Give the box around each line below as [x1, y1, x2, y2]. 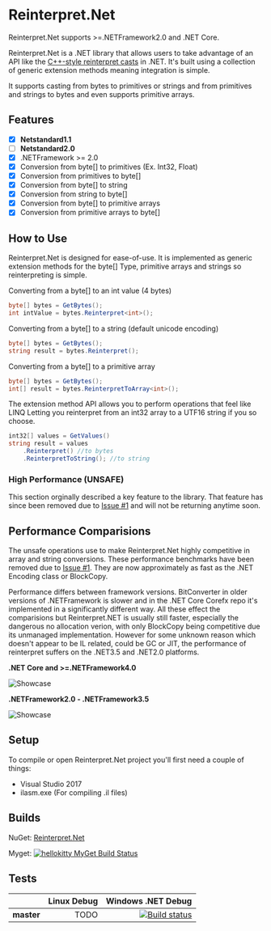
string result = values [8, 439, 89, 448]
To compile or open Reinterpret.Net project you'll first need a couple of [8, 755, 244, 764]
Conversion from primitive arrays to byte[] [19, 208, 160, 218]
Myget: [8, 848, 32, 858]
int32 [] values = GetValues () [8, 432, 111, 440]
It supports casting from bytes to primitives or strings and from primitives [8, 81, 252, 91]
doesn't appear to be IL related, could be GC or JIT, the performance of [8, 638, 247, 648]
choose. [8, 417, 36, 426]
